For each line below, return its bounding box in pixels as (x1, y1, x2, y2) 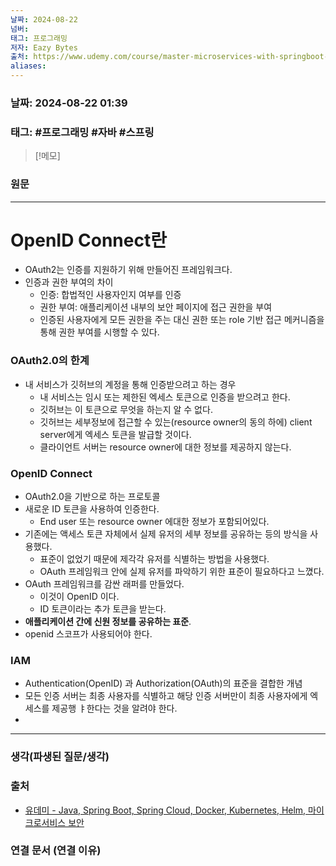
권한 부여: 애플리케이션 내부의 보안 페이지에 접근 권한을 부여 (39, 301, 273, 313)
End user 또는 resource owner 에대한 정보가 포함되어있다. (39, 516, 270, 528)
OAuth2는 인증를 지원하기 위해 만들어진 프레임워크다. (24, 264, 233, 276)
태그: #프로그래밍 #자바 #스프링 (10, 125, 155, 139)
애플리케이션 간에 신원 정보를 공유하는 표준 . (24, 616, 192, 628)
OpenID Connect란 (10, 229, 167, 251)
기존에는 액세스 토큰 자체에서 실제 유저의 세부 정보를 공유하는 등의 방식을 (24, 528, 308, 540)
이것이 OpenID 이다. (39, 591, 120, 603)
